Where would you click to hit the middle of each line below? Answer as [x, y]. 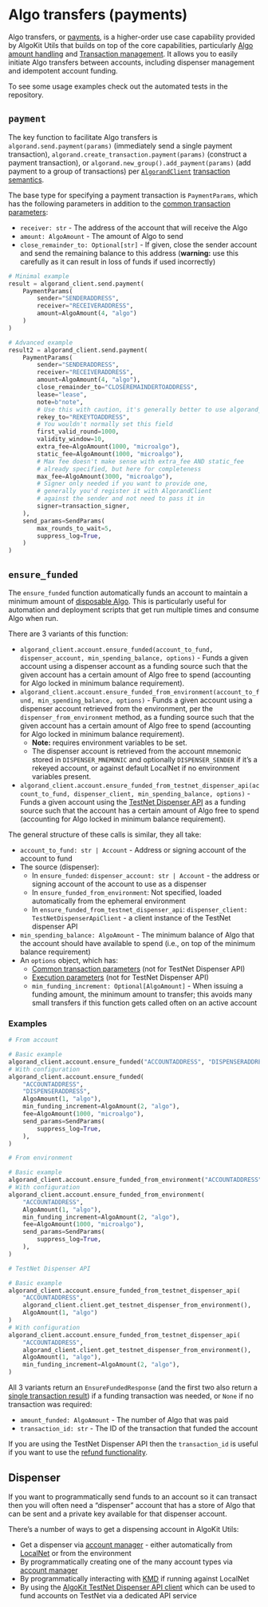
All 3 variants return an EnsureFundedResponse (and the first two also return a [133, 1387]
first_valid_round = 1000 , [78, 432]
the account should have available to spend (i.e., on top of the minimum [137, 943]
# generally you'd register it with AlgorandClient [125, 491]
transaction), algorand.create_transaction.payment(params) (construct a [128, 154]
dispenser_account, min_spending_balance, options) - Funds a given [134, 658]
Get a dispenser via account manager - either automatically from [126, 1545]
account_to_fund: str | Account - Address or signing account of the [133, 849]
